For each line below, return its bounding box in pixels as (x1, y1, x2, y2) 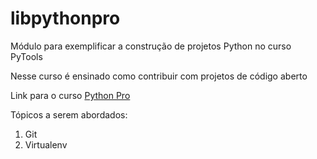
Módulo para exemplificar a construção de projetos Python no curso (10, 40, 292, 52)
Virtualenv (24, 138, 68, 151)
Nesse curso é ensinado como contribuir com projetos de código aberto (10, 70, 308, 82)
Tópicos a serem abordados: (10, 108, 128, 121)
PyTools (10, 50, 43, 62)
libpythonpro (10, 7, 121, 30)
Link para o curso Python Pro (10, 89, 131, 101)
